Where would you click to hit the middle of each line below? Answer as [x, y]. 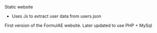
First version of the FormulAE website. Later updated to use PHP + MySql [78, 25]
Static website [19, 7]
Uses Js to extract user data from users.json [56, 16]
